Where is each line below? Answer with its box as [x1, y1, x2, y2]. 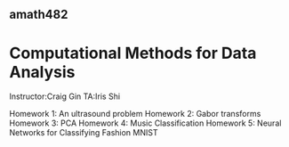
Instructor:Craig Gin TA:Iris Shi [9, 91, 121, 102]
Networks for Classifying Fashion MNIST [9, 127, 158, 138]
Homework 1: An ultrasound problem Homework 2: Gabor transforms [9, 109, 261, 119]
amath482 [9, 7, 68, 22]
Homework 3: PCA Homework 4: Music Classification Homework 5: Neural [9, 118, 282, 128]
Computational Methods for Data [9, 43, 257, 63]
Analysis [9, 61, 76, 82]
